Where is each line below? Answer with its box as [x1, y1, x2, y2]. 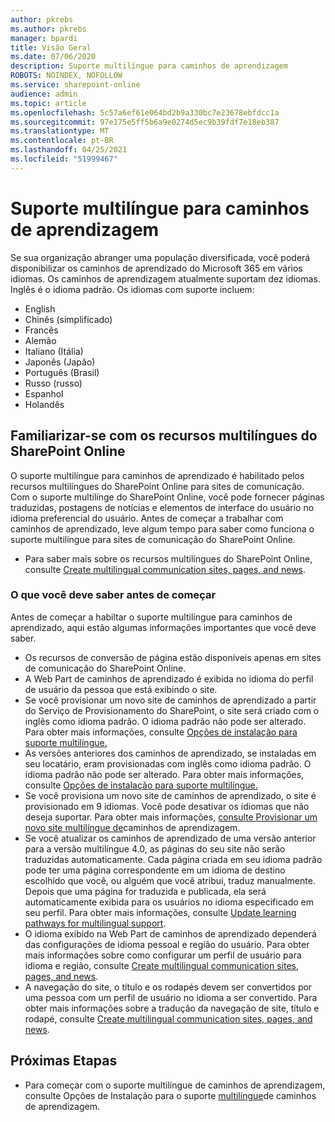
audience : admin [10, 89, 78, 99]
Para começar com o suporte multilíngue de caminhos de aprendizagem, [24, 1079, 326, 1091]
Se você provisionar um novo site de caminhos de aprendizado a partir [24, 694, 317, 706]
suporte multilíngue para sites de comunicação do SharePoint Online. [10, 533, 296, 545]
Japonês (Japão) [24, 356, 96, 368]
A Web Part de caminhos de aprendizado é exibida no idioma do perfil [24, 672, 314, 685]
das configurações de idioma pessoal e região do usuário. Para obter [24, 938, 310, 950]
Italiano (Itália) [24, 345, 84, 357]
